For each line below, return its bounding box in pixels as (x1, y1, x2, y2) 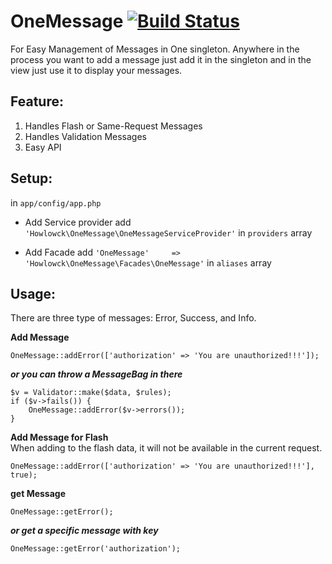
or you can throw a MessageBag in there (10, 368, 183, 380)
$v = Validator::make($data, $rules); (10, 388, 172, 398)
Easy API (24, 141, 62, 153)
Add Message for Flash (10, 431, 109, 444)
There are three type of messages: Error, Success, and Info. (10, 312, 257, 324)
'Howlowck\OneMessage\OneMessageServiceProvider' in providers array (24, 226, 313, 239)
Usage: (10, 285, 57, 302)
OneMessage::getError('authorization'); (10, 544, 182, 554)
